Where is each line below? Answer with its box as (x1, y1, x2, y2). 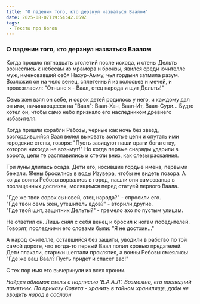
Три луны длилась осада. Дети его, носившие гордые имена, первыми (6, 163, 188, 170)
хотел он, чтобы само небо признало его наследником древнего (6, 108, 172, 115)
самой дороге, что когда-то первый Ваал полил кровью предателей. (6, 242, 182, 250)
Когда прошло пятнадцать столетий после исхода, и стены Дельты (6, 59, 178, 66)
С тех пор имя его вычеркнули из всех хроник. (6, 266, 126, 274)
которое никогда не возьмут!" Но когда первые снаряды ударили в (6, 145, 179, 152)
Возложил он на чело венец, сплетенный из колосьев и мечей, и (6, 78, 172, 85)
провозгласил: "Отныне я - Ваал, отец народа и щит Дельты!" (6, 84, 164, 91)
